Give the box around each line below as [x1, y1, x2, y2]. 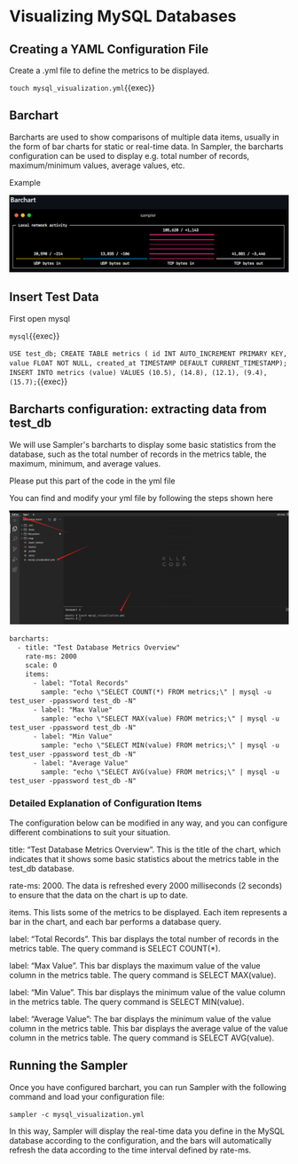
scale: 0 [25, 661, 58, 670]
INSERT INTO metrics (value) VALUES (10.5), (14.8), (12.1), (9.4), [9, 368, 268, 377]
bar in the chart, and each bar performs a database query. [9, 916, 222, 927]
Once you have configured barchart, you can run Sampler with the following [9, 1081, 286, 1092]
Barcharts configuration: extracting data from [9, 402, 268, 417]
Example [9, 177, 42, 187]
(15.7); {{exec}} [9, 376, 68, 387]
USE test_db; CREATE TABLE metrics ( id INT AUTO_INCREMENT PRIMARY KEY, [9, 349, 288, 358]
